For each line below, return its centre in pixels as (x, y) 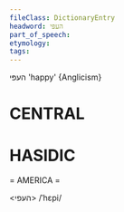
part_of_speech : (40, 34)
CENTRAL (47, 114)
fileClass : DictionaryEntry (62, 18)
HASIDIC (43, 155)
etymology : (30, 43)
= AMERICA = (35, 180)
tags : (19, 52)
